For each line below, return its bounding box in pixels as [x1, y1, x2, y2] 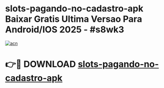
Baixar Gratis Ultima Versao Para [5, 13, 143, 25]
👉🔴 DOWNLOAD [5, 59, 76, 70]
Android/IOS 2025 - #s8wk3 [5, 24, 124, 35]
